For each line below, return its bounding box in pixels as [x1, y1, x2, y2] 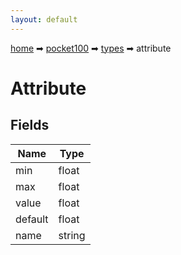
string [58, 228, 86, 242]
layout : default [10, 14, 78, 25]
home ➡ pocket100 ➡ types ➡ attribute [10, 42, 172, 54]
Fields [10, 117, 50, 134]
